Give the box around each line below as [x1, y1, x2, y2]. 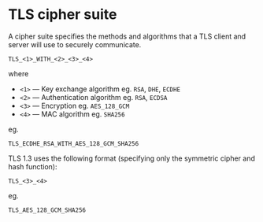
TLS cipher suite [8, 6, 117, 24]
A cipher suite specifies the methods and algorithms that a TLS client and [8, 31, 246, 41]
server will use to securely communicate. [8, 39, 142, 49]
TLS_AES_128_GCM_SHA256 [8, 206, 87, 214]
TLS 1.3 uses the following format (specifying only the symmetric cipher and [8, 154, 256, 163]
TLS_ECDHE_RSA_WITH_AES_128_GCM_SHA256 [8, 139, 139, 147]
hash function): [8, 161, 57, 171]
